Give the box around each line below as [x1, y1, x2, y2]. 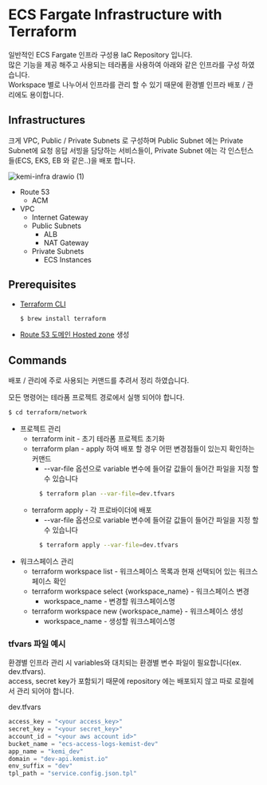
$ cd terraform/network [8, 408, 88, 416]
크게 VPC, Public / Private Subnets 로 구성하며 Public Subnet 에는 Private [8, 136, 244, 145]
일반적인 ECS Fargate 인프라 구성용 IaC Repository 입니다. [8, 49, 193, 59]
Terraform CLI [19, 299, 66, 309]
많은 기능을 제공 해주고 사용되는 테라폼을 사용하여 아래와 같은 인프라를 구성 [8, 60, 241, 69]
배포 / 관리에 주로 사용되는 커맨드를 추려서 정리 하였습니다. [8, 376, 190, 385]
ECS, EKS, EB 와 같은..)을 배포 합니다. [17, 156, 135, 165]
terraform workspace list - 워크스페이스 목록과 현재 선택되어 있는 [31, 566, 238, 576]
